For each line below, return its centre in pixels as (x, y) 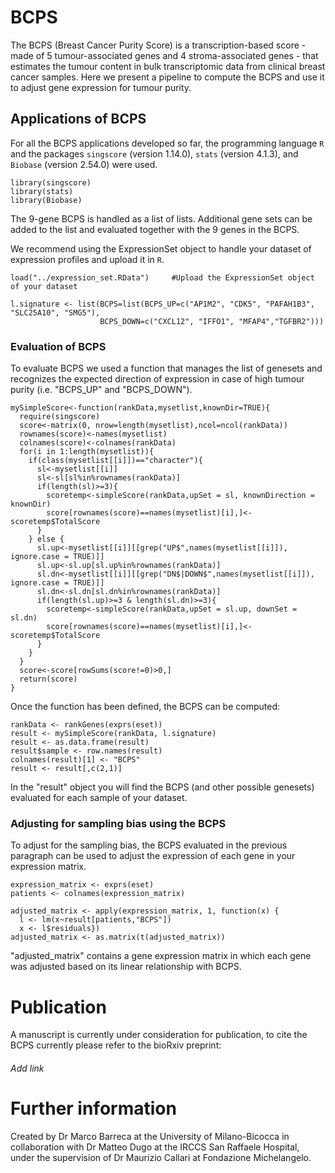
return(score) (48, 679)
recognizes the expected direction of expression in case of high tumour (157, 379)
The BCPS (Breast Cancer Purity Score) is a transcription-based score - (158, 45)
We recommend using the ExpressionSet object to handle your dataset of (161, 248)
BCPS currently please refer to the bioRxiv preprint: (116, 1045)
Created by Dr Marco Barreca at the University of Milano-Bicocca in (150, 1136)
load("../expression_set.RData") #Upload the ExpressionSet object (162, 277)
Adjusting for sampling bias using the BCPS (118, 823)
